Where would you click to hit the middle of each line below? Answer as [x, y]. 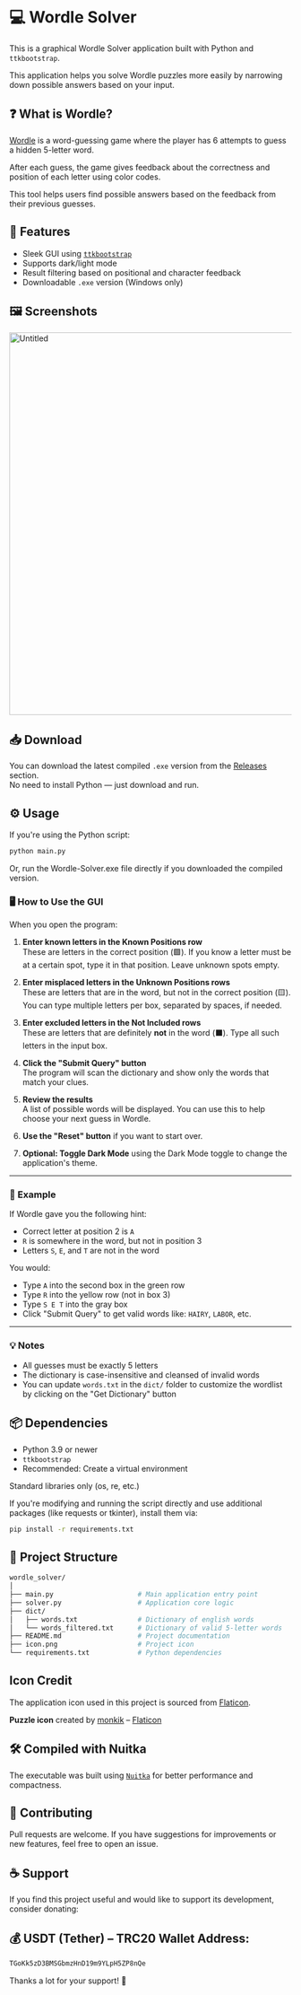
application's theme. [60, 1163]
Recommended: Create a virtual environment [105, 1468]
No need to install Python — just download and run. [104, 785]
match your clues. [56, 1082]
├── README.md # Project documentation [120, 1636]
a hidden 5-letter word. [52, 150]
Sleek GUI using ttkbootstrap [77, 253]
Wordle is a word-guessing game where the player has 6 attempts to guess [148, 140]
